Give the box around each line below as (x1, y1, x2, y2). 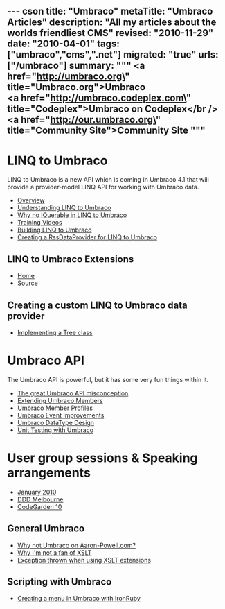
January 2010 (17, 488, 57, 496)
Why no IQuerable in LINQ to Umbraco (17, 211, 127, 219)
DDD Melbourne (17, 495, 64, 504)
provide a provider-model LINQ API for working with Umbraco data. (7, 183, 199, 191)
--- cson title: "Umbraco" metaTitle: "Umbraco (7, 6, 213, 17)
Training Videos (17, 218, 62, 227)
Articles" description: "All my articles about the (7, 17, 217, 28)
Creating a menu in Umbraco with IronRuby (17, 594, 141, 603)
